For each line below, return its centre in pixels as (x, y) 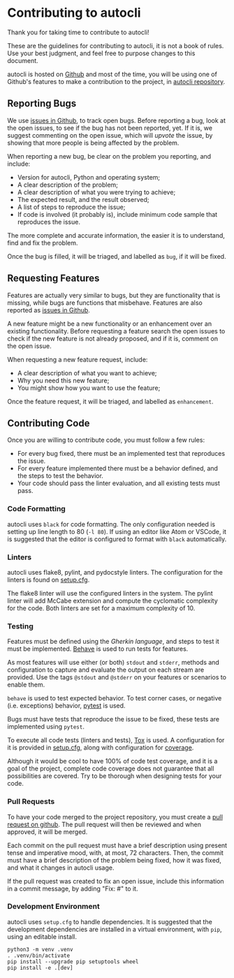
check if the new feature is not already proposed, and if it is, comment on (113, 338)
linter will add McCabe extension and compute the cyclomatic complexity (112, 601)
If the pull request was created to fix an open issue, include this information (116, 881)
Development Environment (53, 907)
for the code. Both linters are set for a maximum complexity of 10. (101, 608)
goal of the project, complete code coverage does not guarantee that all (111, 769)
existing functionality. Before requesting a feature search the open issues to (116, 331)
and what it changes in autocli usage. (61, 868)
